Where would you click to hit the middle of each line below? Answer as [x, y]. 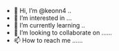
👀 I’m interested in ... [43, 18]
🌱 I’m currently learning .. [49, 25]
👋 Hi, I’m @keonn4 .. [43, 11]
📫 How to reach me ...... [48, 40]
